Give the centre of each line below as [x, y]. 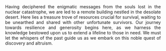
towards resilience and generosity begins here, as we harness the [83, 27]
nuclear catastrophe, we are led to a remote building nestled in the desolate [83, 12]
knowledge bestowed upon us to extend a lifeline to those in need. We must [83, 33]
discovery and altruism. [29, 43]
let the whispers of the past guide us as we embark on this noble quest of [83, 38]
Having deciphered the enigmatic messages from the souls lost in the [83, 7]
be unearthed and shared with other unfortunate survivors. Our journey [83, 22]
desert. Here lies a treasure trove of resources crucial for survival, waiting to [83, 17]
